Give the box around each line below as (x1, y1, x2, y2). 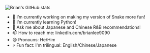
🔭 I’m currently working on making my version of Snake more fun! (12, 14, 145, 19)
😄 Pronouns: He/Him (12, 37, 56, 42)
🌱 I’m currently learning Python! (12, 19, 77, 25)
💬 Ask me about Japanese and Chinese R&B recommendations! (12, 24, 141, 30)
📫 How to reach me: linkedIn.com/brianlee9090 (12, 30, 110, 35)
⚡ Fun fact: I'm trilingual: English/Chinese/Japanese (12, 42, 117, 48)
